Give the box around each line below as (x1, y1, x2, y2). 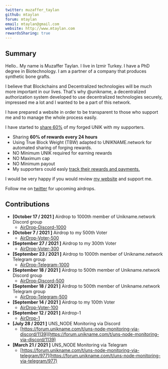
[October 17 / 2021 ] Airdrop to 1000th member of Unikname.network (12, 213, 155, 219)
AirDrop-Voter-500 (20, 235, 59, 241)
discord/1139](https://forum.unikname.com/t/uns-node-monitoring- (20, 331, 159, 337)
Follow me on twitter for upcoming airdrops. (5, 185, 96, 191)
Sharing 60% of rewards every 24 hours (12, 134, 98, 140)
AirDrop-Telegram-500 (20, 293, 68, 300)
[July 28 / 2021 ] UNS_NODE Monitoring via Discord (12, 320, 120, 326)
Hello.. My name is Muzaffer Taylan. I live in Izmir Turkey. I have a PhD (5, 62, 150, 68)
